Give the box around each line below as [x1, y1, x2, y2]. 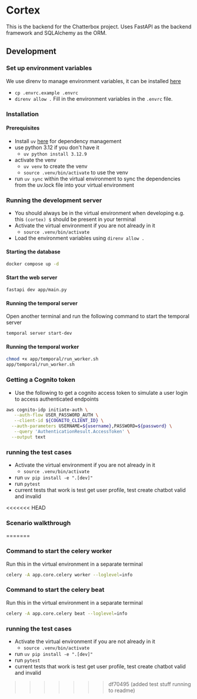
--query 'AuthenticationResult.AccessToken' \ [14, 428, 131, 435]
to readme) [108, 687, 135, 694]
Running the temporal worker [6, 343, 79, 350]
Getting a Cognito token [6, 375, 75, 384]
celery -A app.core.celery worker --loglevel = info [6, 572, 133, 578]
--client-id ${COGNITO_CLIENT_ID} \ [14, 418, 104, 424]
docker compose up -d [6, 261, 59, 267]
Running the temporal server [6, 299, 78, 306]
